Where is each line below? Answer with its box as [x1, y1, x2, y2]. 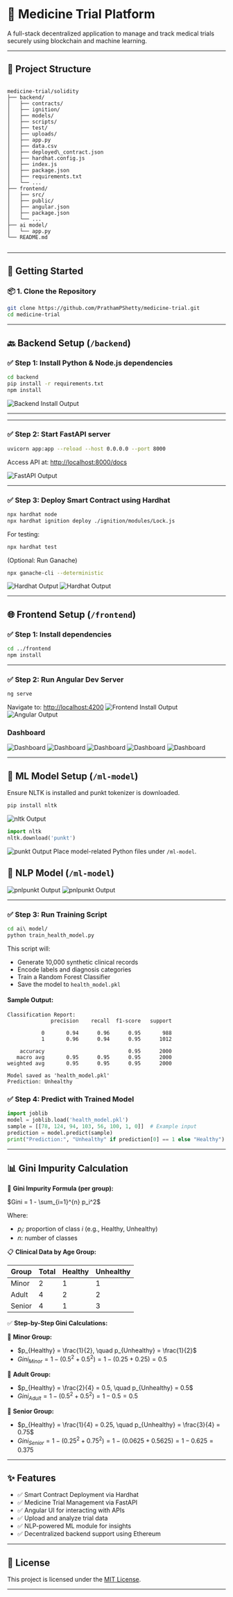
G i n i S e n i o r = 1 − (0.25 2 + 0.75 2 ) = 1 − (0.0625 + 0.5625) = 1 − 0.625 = [17, 1435, 214, 1446]
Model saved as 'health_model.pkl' [7, 1072, 110, 1079]
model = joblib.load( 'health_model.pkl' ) [7, 1117, 129, 1124]
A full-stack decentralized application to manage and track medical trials [7, 29, 215, 38]
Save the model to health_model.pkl [17, 980, 121, 988]
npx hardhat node [7, 511, 58, 518]
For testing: [7, 530, 40, 538]
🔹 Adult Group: [7, 1370, 51, 1378]
